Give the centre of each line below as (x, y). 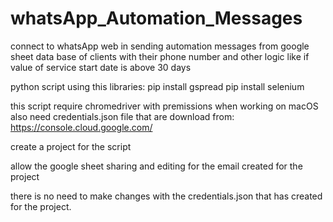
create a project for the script (71, 146)
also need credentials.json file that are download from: (122, 116)
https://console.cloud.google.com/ (81, 127)
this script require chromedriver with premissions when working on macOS (164, 106)
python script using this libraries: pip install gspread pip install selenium (157, 86)
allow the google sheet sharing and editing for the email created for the (156, 166)
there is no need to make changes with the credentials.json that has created (166, 196)
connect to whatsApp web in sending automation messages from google (160, 46)
